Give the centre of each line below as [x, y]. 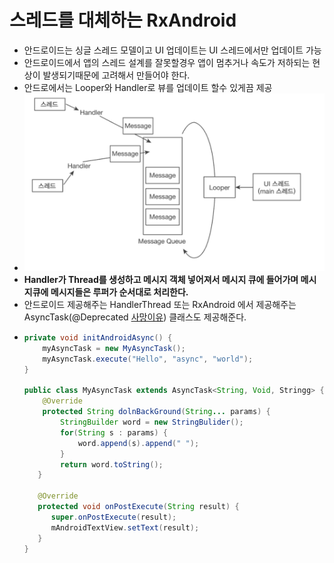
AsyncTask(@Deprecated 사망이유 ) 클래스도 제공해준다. [135, 317]
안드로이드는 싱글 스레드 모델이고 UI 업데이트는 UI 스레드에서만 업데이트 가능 [172, 50]
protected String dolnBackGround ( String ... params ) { [156, 412]
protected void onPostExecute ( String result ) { [138, 507]
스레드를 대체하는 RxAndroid [123, 20]
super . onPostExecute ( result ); [113, 517]
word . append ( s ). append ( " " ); [138, 443]
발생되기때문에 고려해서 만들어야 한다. [116, 75]
